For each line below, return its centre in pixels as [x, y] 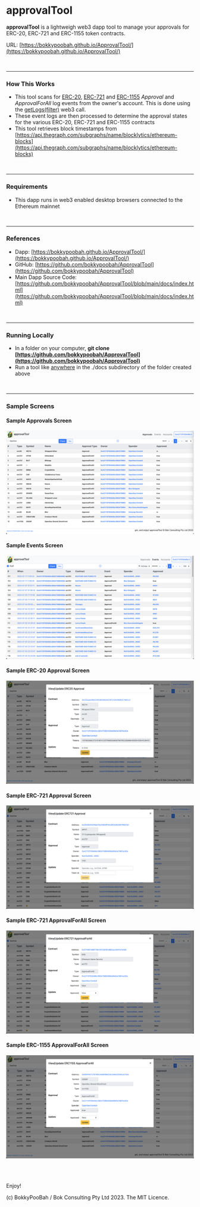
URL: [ [14, 45]
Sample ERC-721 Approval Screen [49, 795]
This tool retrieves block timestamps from [66, 128]
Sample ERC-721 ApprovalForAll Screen [56, 920]
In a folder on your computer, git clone [62, 348]
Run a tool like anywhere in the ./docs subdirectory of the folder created [103, 367]
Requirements [27, 187]
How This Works [31, 84]
